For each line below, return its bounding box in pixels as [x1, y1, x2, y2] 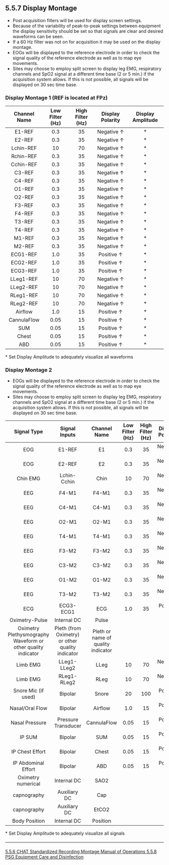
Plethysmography [8, 631, 49, 638]
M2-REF [14, 243, 35, 250]
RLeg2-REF [10, 300, 39, 307]
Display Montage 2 [5, 367, 52, 374]
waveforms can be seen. [12, 33, 64, 39]
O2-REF [14, 194, 34, 201]
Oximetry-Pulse [9, 617, 48, 624]
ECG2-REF [11, 259, 38, 266]
